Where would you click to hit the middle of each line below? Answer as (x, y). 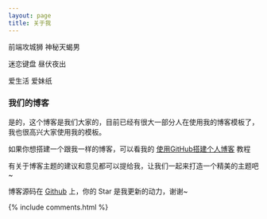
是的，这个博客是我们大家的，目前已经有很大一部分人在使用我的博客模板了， (133, 122)
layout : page (30, 16)
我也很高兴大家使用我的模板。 (57, 131)
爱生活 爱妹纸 (30, 80)
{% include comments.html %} (58, 207)
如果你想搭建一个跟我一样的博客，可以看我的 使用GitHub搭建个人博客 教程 (130, 149)
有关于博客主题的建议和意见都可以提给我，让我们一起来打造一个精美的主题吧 (133, 166)
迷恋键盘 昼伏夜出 (37, 64)
